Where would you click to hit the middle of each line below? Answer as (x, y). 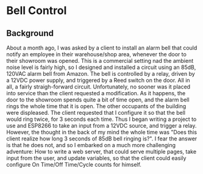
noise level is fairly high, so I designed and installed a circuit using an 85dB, (101, 67)
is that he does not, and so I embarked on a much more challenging (91, 145)
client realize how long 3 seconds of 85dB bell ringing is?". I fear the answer (102, 139)
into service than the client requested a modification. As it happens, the (96, 93)
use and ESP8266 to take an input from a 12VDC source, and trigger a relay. (101, 125)
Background (30, 33)
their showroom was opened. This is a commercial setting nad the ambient (100, 61)
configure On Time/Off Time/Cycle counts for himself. (74, 165)
